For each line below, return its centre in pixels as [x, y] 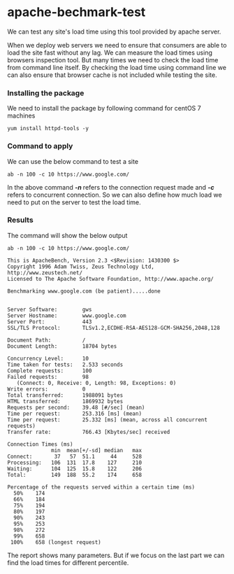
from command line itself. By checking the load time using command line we [117, 67]
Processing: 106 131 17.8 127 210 [74, 463]
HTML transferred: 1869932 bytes [65, 401]
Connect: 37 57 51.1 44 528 [74, 456]
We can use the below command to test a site [73, 161]
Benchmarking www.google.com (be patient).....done [84, 291]
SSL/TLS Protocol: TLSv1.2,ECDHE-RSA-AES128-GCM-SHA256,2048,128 [114, 328]
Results [20, 220]
